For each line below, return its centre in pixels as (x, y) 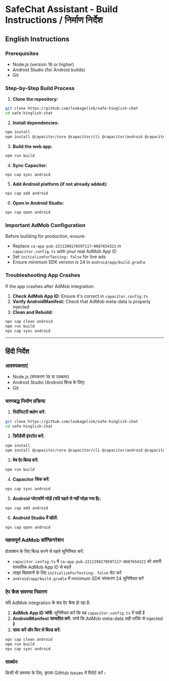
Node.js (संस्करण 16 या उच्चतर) (41, 377)
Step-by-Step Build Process (40, 88)
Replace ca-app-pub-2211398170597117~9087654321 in (67, 246)
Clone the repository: (35, 99)
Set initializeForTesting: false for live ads (59, 257)
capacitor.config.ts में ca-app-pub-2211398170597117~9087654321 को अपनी (87, 561)
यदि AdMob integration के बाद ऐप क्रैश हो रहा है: (48, 603)
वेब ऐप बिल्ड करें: (26, 460)
